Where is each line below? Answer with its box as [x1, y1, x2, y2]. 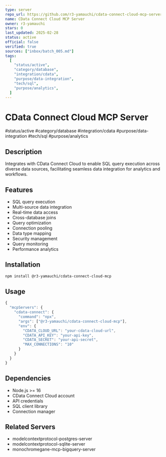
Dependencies [5, 374, 51, 383]
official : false [5, 40, 39, 45]
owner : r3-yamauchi [5, 21, 45, 26]
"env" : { [18, 323, 37, 329]
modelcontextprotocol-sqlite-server [12, 441, 85, 447]
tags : [5, 53, 16, 58]
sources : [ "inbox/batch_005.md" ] [5, 49, 74, 54]
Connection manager [12, 408, 55, 414]
